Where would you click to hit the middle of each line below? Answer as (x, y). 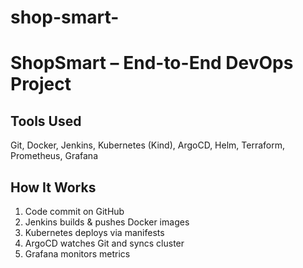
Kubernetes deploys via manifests (94, 232)
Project (41, 84)
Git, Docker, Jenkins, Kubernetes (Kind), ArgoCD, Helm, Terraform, (147, 145)
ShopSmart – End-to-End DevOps (152, 63)
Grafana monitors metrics (77, 254)
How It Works (53, 187)
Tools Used (46, 121)
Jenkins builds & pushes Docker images (107, 222)
